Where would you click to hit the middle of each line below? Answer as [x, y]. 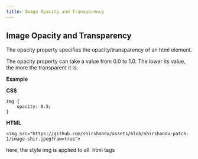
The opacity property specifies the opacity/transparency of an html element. [99, 50]
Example [17, 79]
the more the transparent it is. [42, 68]
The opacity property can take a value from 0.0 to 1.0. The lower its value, [96, 61]
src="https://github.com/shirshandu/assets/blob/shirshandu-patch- [104, 134]
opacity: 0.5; [34, 107]
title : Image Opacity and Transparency [55, 12]
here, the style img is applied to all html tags [61, 150]
